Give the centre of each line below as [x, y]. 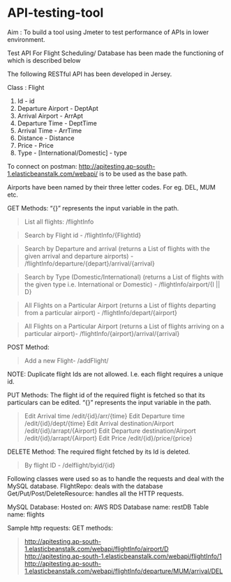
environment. [26, 39]
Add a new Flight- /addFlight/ [67, 360]
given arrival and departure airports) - [79, 256]
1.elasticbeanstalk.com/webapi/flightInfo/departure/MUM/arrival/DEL [124, 571]
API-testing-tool [55, 13]
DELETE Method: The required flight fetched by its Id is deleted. [99, 452]
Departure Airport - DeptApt [58, 108]
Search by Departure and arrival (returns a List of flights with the [117, 248]
